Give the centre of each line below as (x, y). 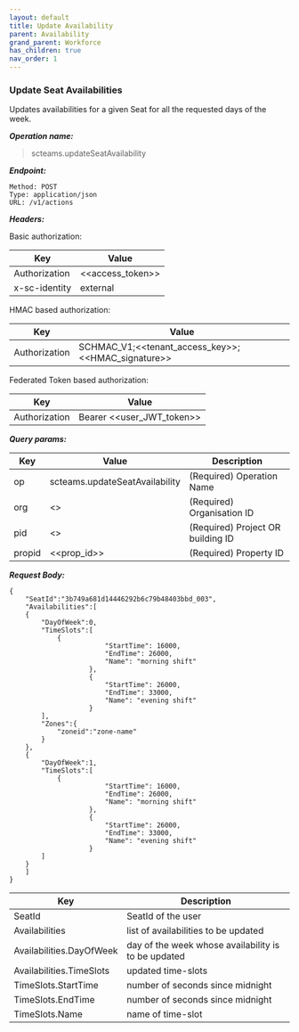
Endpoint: (28, 171)
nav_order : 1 (33, 59)
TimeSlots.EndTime (54, 1000)
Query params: (38, 439)
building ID (211, 538)
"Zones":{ (59, 724)
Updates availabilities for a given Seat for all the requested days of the (138, 110)
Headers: (27, 219)
